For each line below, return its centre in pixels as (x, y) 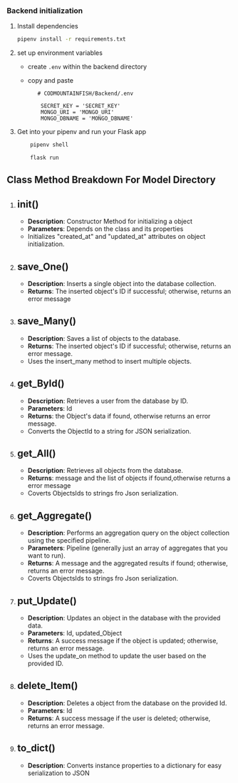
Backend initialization (45, 11)
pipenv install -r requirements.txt (71, 39)
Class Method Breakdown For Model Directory (111, 180)
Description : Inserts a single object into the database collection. (122, 283)
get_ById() (41, 384)
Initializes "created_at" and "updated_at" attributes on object (117, 237)
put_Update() (47, 601)
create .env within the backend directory (87, 67)
